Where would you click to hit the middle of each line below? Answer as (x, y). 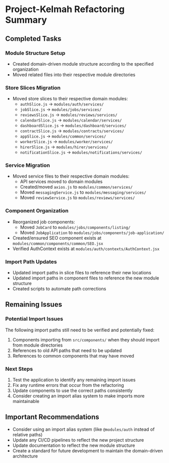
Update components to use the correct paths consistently (72, 391)
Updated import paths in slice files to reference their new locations (82, 273)
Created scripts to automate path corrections (59, 289)
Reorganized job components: (44, 222)
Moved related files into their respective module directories (74, 75)
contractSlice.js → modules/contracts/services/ (72, 131)
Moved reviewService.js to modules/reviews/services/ (77, 198)
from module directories (38, 345)
